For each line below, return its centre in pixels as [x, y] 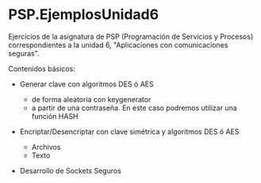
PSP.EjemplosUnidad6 [84, 15]
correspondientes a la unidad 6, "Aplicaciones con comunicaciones [118, 44]
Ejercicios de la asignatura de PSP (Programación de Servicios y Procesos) [131, 36]
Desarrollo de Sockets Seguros [70, 170]
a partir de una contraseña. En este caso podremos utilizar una [134, 108]
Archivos [46, 147]
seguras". [24, 53]
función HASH [55, 116]
